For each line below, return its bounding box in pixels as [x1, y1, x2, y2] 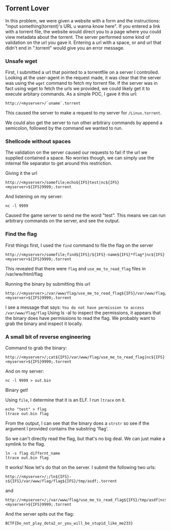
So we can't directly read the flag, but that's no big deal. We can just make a [5, 435, 165, 442]
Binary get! [5, 387, 28, 393]
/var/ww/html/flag [5, 271, 43, 277]
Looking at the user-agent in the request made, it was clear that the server [5, 75, 161, 81]
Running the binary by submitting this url [5, 281, 91, 287]
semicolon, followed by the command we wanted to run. [5, 125, 123, 131]
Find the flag [5, 230, 37, 238]
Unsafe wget [5, 57, 38, 64]
